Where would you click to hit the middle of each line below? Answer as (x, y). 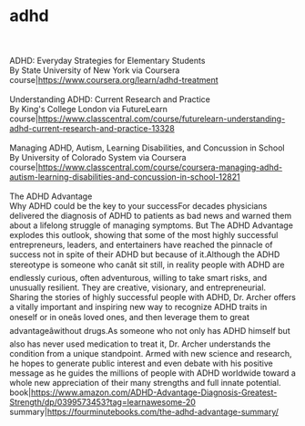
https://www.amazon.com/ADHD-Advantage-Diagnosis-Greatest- (154, 392)
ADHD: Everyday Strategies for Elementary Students (107, 60)
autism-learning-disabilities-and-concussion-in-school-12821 (125, 177)
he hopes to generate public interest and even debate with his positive (141, 363)
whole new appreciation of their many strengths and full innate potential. (145, 382)
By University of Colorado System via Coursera (98, 157)
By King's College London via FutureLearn (89, 109)
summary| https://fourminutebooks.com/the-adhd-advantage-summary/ (144, 411)
